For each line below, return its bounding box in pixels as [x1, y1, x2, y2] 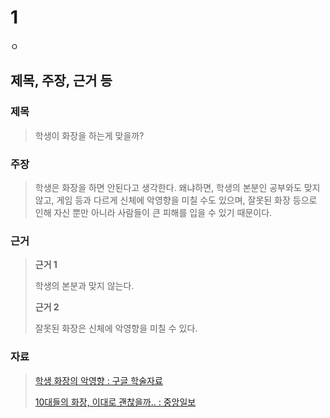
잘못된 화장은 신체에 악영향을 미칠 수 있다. [34, 322, 198, 335]
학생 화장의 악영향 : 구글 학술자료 [34, 374, 163, 386]
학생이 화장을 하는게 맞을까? [34, 129, 145, 141]
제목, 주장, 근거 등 [10, 72, 113, 90]
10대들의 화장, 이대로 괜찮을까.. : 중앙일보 [34, 396, 197, 408]
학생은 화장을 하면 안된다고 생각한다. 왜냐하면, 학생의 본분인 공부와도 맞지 [34, 181, 321, 193]
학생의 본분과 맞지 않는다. [34, 280, 135, 292]
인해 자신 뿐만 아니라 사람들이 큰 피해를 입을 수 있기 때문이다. [34, 206, 273, 218]
